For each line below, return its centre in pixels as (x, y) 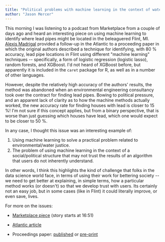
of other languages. (25, 75)
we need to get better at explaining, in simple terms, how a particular (75, 181)
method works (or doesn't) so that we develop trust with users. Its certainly (81, 186)
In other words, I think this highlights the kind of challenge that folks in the (80, 170)
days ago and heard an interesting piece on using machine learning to (76, 33)
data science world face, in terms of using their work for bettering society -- (82, 175)
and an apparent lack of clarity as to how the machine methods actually (77, 100)
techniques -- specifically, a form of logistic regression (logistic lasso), (77, 59)
